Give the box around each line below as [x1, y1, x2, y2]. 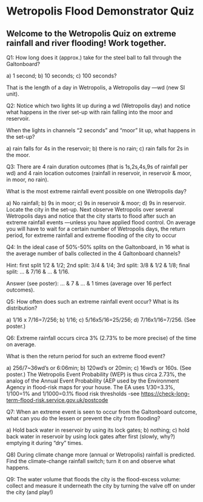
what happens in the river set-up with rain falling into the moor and [6, 109, 173, 116]
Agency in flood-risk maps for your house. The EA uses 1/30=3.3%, [6, 384, 175, 390]
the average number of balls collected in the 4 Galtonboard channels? [6, 250, 181, 257]
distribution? [6, 304, 38, 312]
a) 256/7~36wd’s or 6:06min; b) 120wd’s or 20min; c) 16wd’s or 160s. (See [6, 364, 192, 371]
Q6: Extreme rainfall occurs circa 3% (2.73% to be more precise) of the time [6, 335, 197, 341]
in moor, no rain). [6, 176, 49, 183]
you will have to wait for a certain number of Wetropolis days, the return [6, 226, 186, 232]
